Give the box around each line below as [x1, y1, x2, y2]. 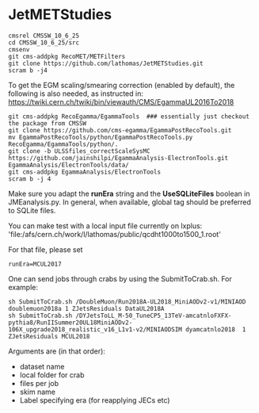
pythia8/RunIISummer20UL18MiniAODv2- [8, 319, 133, 327]
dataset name [19, 361, 65, 371]
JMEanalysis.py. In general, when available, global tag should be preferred [8, 197, 252, 207]
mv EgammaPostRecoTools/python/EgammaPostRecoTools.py [8, 133, 193, 141]
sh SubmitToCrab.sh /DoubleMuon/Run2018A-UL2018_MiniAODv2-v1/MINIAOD [8, 297, 246, 306]
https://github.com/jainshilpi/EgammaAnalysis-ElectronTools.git [8, 154, 228, 162]
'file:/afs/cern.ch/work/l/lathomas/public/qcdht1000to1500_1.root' [8, 229, 222, 239]
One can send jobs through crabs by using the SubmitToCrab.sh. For [8, 273, 232, 283]
